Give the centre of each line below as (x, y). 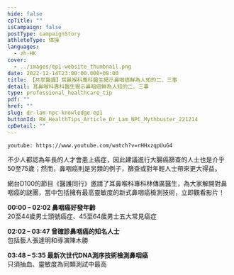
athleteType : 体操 (33, 40)
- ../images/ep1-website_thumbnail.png (73, 67)
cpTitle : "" (25, 21)
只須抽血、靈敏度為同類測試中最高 (57, 264)
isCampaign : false (34, 27)
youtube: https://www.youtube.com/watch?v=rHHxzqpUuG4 (90, 145)
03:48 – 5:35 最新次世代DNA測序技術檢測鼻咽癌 (78, 255)
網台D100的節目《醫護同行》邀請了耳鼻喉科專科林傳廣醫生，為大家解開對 (114, 183)
